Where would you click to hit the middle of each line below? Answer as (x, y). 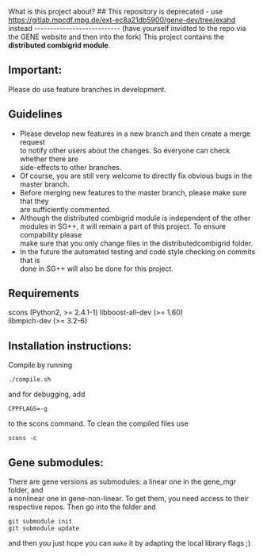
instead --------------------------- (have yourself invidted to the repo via (127, 28)
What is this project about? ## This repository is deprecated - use (116, 12)
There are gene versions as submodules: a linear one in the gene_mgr (122, 482)
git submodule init (40, 522)
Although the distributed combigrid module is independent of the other (135, 218)
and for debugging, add (47, 394)
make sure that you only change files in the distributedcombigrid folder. (136, 243)
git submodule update (44, 529)
